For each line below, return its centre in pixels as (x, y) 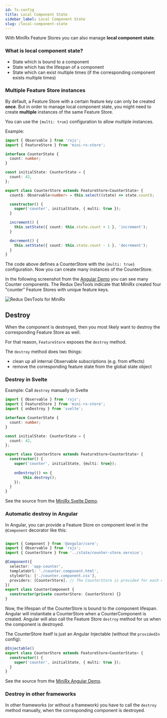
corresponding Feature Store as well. (43, 333)
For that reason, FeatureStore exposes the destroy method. (66, 342)
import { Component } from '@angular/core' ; (52, 543)
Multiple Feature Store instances (45, 90)
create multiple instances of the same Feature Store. (59, 112)
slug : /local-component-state (37, 24)
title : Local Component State (37, 14)
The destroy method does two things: (43, 352)
